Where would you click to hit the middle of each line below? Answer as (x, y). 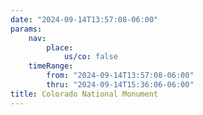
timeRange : (51, 66)
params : (26, 29)
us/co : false (90, 57)
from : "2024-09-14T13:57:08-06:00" (120, 76)
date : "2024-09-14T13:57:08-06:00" (84, 19)
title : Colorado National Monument (84, 94)
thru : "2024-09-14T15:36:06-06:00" (120, 85)
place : (60, 47)
